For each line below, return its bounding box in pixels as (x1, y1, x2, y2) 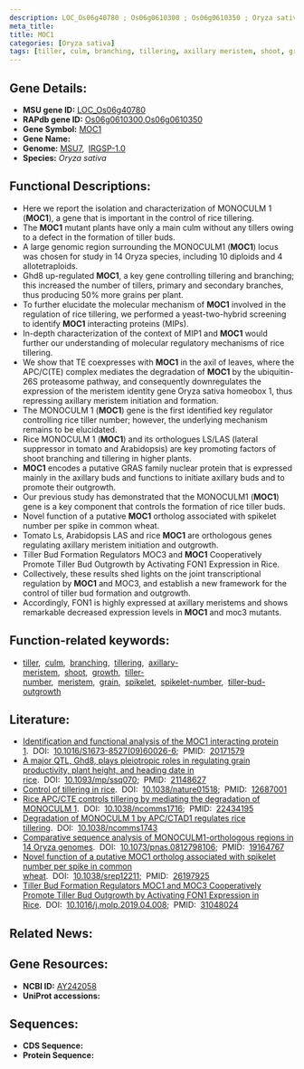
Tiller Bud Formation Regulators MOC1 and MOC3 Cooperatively (22, 880, 262, 892)
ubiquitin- (257, 366, 294, 377)
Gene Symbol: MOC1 (22, 123, 102, 134)
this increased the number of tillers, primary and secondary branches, (22, 280, 284, 291)
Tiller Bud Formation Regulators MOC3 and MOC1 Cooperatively (22, 549, 262, 559)
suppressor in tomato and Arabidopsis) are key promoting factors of (22, 443, 277, 453)
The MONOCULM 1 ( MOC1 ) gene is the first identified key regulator (22, 405, 273, 415)
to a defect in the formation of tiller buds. (22, 232, 176, 243)
